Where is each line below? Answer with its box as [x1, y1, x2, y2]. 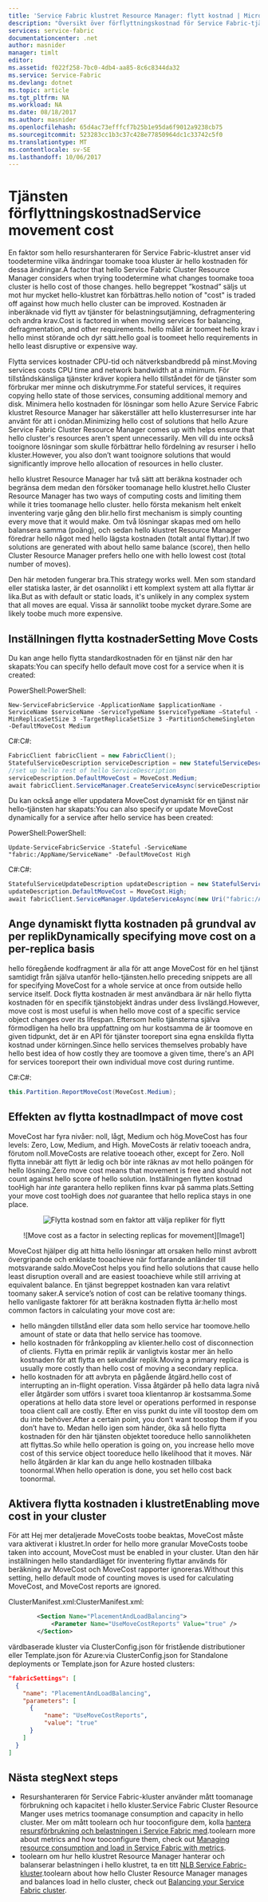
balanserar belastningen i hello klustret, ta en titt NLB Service [19, 1860, 222, 1870]
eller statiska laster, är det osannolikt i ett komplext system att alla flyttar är [8, 583, 254, 593]
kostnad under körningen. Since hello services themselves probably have [8, 1040, 247, 1049]
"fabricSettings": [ [8, 1674, 77, 1682]
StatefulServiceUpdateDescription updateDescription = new [8, 881, 209, 889]
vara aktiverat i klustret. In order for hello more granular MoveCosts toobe [8, 1539, 249, 1548]
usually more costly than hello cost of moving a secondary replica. [19, 1363, 238, 1373]
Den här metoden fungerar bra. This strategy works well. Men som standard [8, 575, 256, 585]
